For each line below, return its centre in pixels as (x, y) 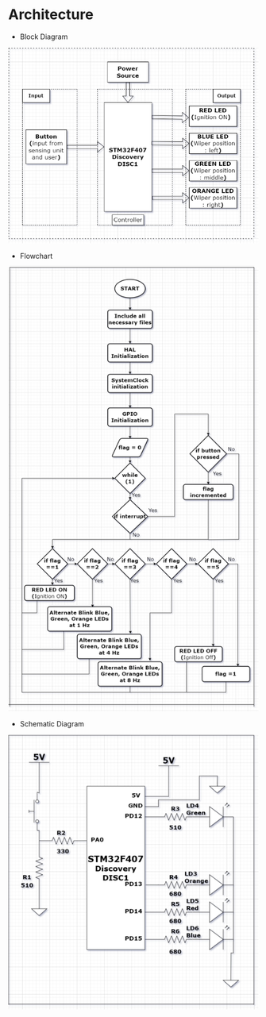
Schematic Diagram (52, 723)
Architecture (51, 15)
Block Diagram (44, 37)
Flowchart (36, 256)
